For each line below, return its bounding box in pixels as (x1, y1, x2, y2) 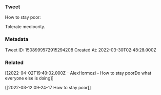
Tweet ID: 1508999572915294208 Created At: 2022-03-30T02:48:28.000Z (5, 47, 157, 53)
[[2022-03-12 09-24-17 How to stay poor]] (5, 84, 91, 90)
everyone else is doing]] (5, 75, 54, 81)
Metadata (5, 36, 28, 43)
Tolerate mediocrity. (5, 24, 45, 30)
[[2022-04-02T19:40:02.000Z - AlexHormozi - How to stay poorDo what (5, 70, 152, 76)
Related (5, 59, 24, 66)
